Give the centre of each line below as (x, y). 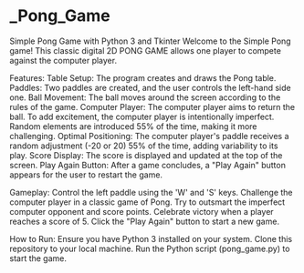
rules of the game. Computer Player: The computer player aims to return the (152, 106)
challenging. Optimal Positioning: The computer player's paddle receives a (149, 136)
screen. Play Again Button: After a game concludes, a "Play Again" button (147, 165)
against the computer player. (63, 60)
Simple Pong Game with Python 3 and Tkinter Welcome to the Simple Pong (150, 41)
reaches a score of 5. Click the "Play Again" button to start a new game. (145, 221)
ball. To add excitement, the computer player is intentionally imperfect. (142, 116)
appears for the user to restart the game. (86, 175)
